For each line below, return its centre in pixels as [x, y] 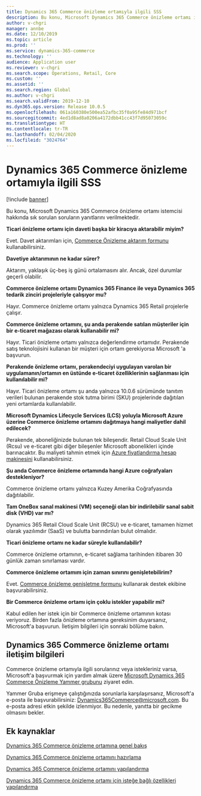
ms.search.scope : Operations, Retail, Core [61, 73]
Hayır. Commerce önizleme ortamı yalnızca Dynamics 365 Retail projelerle [97, 306]
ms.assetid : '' [25, 85]
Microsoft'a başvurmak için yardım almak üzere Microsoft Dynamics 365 [96, 675]
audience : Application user [41, 62]
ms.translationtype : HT [36, 124]
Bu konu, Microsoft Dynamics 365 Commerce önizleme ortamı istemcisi [94, 211]
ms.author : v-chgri [31, 95]
